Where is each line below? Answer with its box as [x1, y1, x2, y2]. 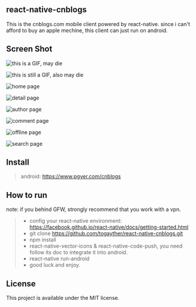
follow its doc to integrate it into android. [29, 249, 128, 256]
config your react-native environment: [29, 218, 122, 225]
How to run [6, 190, 48, 200]
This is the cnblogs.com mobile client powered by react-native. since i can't [6, 20, 190, 27]
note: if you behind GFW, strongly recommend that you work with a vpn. [6, 206, 181, 213]
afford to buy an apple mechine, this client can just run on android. [6, 27, 168, 34]
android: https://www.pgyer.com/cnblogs [20, 173, 121, 180]
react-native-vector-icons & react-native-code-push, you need [29, 242, 183, 250]
